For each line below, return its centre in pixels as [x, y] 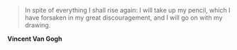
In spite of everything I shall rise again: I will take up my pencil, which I [127, 10]
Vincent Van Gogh [35, 39]
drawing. [38, 25]
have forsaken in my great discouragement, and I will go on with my [123, 18]
